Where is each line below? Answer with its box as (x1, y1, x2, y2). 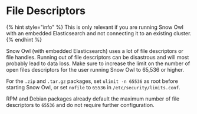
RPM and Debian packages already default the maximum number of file (6, 95, 180, 102)
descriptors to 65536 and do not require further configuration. (6, 101, 155, 108)
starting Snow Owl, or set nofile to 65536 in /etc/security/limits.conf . (6, 83, 181, 90)
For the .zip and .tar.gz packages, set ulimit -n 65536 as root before (6, 78, 178, 85)
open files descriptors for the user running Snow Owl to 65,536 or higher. (6, 66, 185, 73)
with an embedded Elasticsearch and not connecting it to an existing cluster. (6, 29, 192, 36)
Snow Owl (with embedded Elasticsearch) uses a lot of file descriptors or (6, 47, 184, 54)
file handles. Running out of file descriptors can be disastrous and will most (6, 53, 189, 61)
